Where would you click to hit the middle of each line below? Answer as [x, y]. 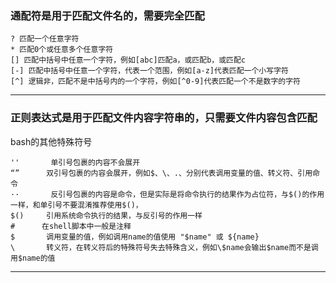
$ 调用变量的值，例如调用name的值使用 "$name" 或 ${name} [135, 237]
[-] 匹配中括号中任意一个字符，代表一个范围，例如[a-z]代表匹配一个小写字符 [149, 71]
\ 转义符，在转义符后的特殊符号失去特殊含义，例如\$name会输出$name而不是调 [164, 247]
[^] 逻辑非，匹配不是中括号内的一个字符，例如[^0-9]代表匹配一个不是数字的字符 [155, 82]
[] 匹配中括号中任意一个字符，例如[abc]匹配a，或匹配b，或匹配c [128, 60]
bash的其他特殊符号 [51, 141]
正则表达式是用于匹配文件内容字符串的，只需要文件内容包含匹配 [164, 118]
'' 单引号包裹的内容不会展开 [75, 162]
